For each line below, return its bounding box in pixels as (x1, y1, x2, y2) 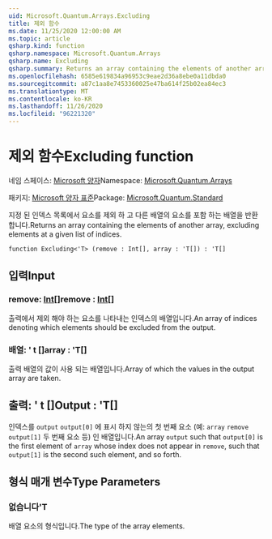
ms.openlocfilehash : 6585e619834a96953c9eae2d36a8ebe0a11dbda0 (8, 72, 227, 80)
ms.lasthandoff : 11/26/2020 (8, 102, 104, 110)
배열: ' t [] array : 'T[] (8, 344, 87, 355)
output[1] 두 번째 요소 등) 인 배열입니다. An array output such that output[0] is (8, 431, 263, 442)
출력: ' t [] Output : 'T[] (8, 399, 119, 413)
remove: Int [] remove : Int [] (8, 293, 115, 305)
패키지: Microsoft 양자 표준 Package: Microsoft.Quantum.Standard (8, 192, 223, 203)
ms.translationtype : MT (8, 87, 89, 96)
